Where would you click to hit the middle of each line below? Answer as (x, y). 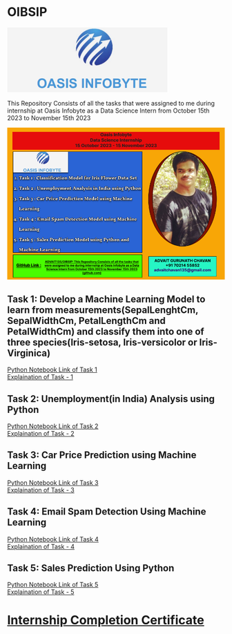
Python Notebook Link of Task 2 (53, 426)
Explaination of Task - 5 (41, 592)
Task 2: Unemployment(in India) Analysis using (111, 399)
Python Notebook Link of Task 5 (53, 585)
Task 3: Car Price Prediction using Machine (102, 455)
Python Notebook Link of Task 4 (53, 539)
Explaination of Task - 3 (41, 490)
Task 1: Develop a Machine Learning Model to (106, 299)
